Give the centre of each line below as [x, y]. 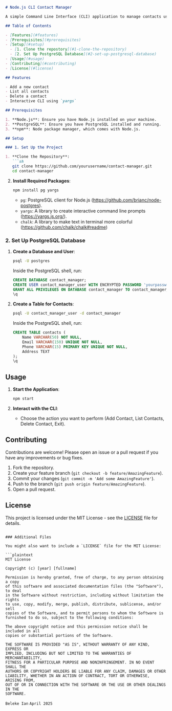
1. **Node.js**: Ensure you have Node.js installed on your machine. [81, 119]
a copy [12, 582]
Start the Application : [36, 389]
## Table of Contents [28, 26]
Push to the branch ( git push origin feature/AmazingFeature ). [79, 484]
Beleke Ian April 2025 [29, 703]
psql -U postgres [31, 261]
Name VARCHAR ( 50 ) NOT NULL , [52, 338]
